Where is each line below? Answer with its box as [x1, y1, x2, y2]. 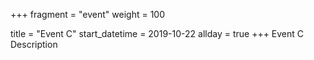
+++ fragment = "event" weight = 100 [10, 9, 166, 20]
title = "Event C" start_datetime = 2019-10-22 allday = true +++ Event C [10, 28, 305, 39]
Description [10, 39, 58, 50]
